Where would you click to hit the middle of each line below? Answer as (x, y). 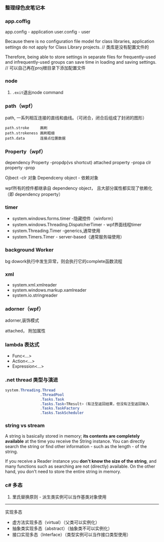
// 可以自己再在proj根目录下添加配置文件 (45, 68)
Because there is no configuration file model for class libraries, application (80, 41)
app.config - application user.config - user (48, 32)
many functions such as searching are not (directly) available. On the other (80, 467)
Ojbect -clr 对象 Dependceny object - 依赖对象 (52, 178)
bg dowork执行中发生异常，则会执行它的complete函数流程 (64, 261)
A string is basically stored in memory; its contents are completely (72, 436)
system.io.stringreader (35, 295)
